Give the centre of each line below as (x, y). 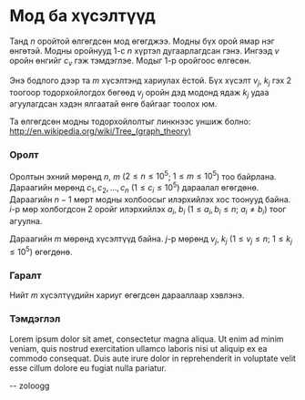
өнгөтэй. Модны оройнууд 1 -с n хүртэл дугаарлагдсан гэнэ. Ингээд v (144, 50)
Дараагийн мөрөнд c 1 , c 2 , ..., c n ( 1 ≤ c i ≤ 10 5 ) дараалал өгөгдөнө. (134, 188)
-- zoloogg (30, 385)
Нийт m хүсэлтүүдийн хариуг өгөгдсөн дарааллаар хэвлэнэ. (127, 295)
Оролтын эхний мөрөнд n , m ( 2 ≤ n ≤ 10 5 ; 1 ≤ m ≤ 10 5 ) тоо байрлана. (143, 176)
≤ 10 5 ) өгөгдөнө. (41, 251)
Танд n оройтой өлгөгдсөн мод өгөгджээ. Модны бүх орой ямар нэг (142, 41)
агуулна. (26, 221)
